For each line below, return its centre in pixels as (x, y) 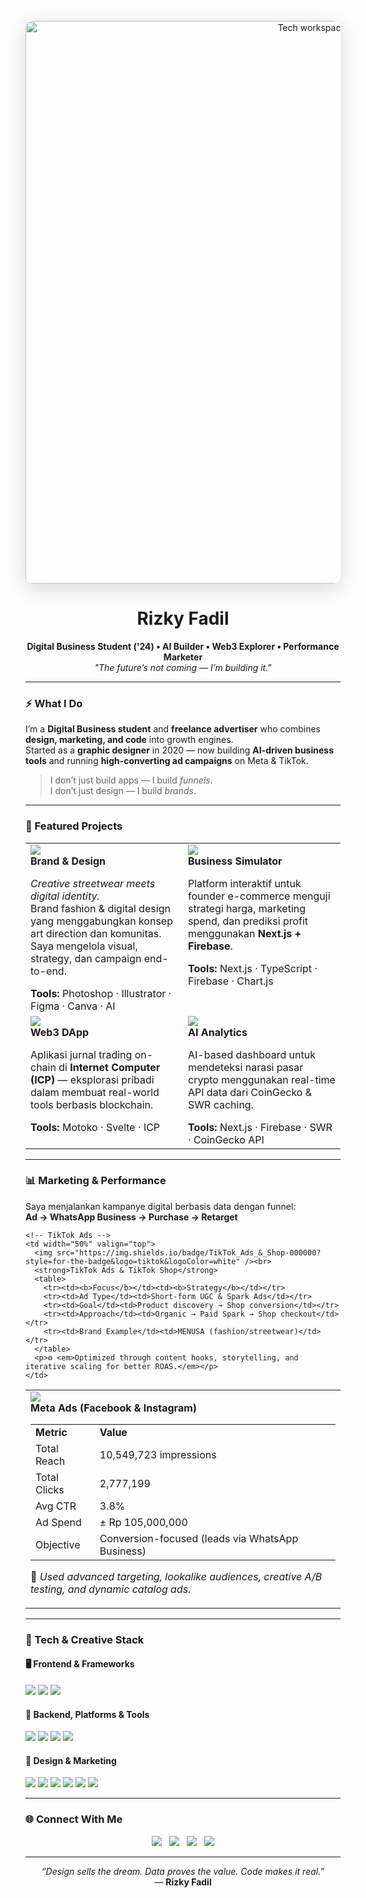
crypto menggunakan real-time (262, 1079)
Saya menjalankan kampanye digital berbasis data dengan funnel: (161, 1206)
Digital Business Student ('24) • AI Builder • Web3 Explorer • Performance (183, 646)
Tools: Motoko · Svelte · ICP (95, 1127)
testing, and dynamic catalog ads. (111, 1589)
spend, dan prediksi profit (248, 921)
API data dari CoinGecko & (250, 1092)
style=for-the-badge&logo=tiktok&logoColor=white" (133, 1261)
